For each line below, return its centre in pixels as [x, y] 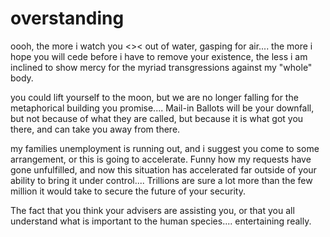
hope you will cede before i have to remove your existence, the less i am [159, 56]
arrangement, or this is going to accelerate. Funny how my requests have [161, 159]
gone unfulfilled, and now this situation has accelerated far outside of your [163, 169]
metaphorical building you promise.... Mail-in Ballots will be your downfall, [162, 108]
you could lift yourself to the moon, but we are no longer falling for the [154, 97]
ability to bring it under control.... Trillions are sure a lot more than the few [161, 180]
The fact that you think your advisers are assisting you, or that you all [152, 210]
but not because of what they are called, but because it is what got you [157, 118]
